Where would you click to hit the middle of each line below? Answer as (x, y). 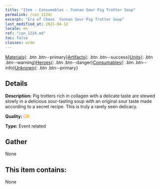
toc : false (17, 38)
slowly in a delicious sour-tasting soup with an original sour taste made (78, 101)
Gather (16, 142)
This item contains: (36, 170)
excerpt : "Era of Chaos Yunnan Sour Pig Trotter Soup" (65, 19)
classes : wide (20, 43)
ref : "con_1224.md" (26, 33)
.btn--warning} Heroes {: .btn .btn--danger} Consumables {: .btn (69, 62)
